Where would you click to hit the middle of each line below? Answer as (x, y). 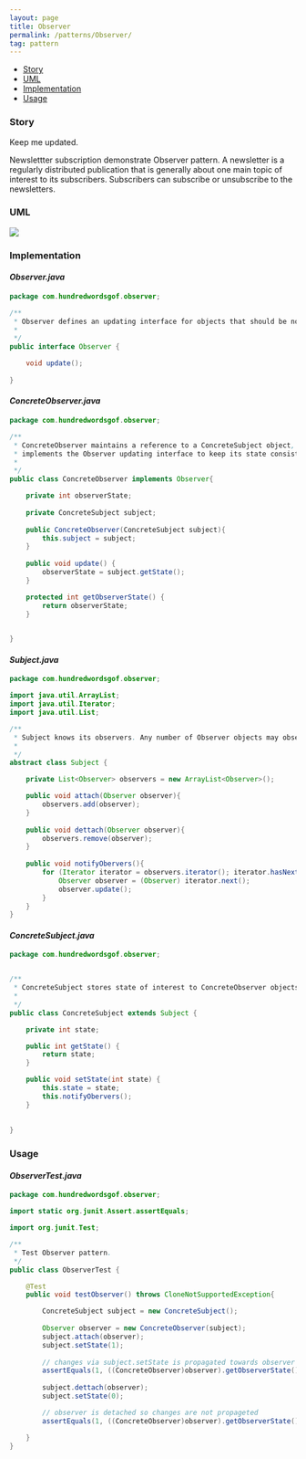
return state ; (69, 1055)
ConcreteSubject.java (52, 935)
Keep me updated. (44, 142)
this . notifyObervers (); (87, 1097)
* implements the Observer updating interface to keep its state (140, 454)
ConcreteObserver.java (55, 401)
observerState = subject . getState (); (113, 572)
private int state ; (63, 1029)
